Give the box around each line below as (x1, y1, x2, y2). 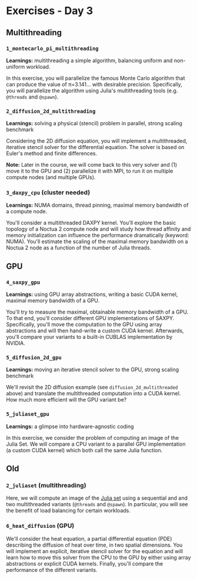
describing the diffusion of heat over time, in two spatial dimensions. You (6, 541, 183, 548)
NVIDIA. (6, 339, 25, 347)
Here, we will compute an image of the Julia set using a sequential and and (6, 494, 188, 501)
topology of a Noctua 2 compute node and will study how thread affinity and (6, 225, 191, 233)
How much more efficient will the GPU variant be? (6, 396, 127, 403)
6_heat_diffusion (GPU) (6, 521, 75, 530)
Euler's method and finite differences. (6, 150, 98, 157)
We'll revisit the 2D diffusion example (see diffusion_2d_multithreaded (6, 383, 178, 391)
